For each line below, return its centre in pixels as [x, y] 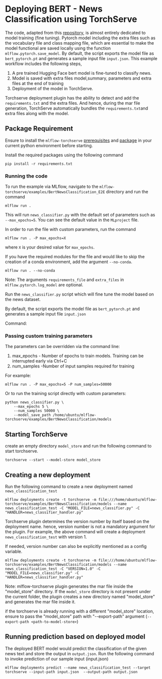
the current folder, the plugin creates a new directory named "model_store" [80, 596]
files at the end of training [38, 83]
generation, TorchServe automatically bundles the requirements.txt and [77, 108]
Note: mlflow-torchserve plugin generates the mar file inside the [69, 586]
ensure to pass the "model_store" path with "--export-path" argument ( [76, 616]
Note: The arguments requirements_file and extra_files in [65, 280]
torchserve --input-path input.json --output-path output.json [71, 672]
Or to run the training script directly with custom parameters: [66, 394]
